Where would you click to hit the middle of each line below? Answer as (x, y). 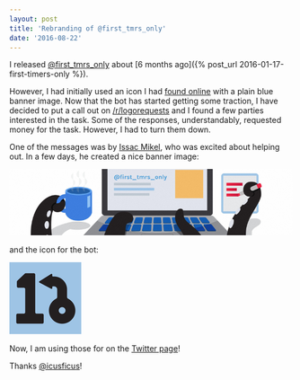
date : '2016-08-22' (46, 38)
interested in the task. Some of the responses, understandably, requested (146, 120)
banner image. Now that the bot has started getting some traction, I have (144, 101)
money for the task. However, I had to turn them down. (110, 129)
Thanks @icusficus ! (46, 366)
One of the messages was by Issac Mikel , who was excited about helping (145, 147)
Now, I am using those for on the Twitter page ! (95, 349)
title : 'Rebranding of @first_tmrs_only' (88, 28)
